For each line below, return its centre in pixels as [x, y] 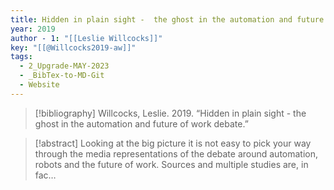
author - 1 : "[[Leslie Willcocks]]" [86, 38]
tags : [21, 57]
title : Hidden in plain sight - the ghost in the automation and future [167, 19]
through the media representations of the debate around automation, [176, 153]
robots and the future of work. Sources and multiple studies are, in [171, 164]
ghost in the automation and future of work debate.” [141, 123]
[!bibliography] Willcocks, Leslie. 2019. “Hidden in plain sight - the [170, 113]
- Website [39, 85]
